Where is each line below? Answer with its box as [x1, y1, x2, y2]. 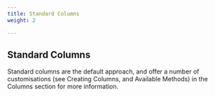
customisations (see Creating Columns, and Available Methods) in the [7, 75, 208, 83]
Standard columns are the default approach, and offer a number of [7, 67, 200, 76]
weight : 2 [7, 17, 36, 24]
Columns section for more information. [7, 82, 119, 91]
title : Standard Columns [7, 10, 80, 18]
